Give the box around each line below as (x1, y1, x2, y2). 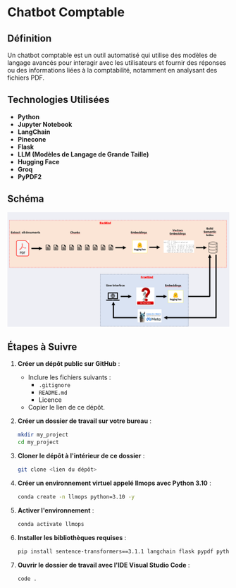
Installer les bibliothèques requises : (17, 533, 127, 541)
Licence (38, 396, 62, 404)
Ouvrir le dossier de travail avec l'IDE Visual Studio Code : (17, 561, 190, 569)
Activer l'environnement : (17, 506, 94, 515)
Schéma (7, 193, 44, 205)
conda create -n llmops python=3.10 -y (17, 493, 135, 501)
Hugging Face (17, 157, 60, 166)
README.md (38, 389, 68, 397)
